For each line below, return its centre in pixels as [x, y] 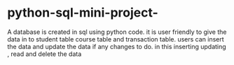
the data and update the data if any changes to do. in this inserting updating [117, 46]
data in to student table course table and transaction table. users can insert [116, 39]
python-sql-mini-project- [83, 13]
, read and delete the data [44, 54]
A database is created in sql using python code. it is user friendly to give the [117, 32]
